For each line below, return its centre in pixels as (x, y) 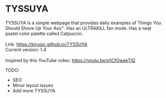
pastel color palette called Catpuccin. (44, 33)
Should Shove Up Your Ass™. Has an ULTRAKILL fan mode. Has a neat (78, 28)
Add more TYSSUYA (34, 90)
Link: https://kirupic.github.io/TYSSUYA (46, 44)
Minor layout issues (33, 85)
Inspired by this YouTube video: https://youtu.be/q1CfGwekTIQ (70, 60)
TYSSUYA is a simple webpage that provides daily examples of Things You (83, 23)
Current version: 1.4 (26, 50)
